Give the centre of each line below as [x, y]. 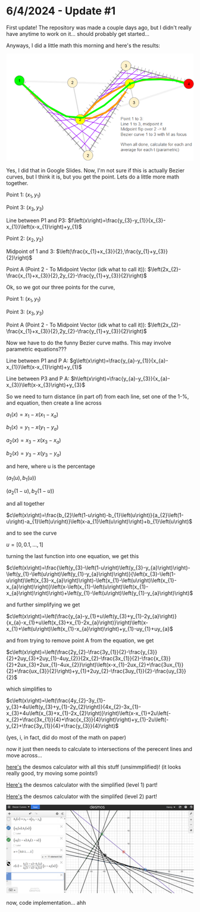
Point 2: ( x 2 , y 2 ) [25, 239]
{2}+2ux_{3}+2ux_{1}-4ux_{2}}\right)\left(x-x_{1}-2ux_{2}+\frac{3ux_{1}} [95, 665]
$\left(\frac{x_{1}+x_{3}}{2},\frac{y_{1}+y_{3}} [112, 251]
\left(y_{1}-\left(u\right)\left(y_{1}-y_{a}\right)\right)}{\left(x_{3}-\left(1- [91, 574]
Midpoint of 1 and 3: [31, 251]
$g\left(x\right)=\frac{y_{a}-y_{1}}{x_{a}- [119, 361]
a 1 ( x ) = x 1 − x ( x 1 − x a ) [32, 415]
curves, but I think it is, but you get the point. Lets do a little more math [93, 177]
